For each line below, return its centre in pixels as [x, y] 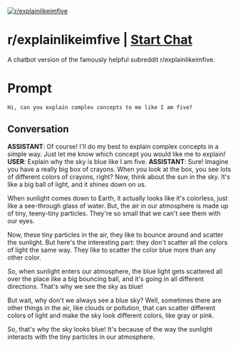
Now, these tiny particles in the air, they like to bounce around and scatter [115, 235]
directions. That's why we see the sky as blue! [76, 286]
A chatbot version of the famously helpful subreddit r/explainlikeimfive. [111, 59]
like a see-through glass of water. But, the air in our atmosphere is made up [118, 205]
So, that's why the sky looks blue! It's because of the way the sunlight [110, 329]
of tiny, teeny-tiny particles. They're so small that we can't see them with [114, 213]
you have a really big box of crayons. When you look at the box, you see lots [119, 169]
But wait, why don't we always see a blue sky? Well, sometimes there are [115, 300]
